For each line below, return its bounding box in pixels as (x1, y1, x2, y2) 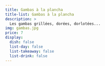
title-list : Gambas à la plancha (5, 12, 74, 17)
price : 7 (5, 30, 23, 35)
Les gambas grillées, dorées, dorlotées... (9, 21, 101, 26)
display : (5, 35, 23, 40)
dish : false (9, 40, 35, 45)
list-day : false (9, 44, 43, 49)
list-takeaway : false (9, 49, 54, 54)
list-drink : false (9, 53, 48, 59)
